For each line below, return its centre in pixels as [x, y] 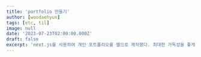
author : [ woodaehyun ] [33, 17]
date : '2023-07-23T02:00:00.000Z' [49, 34]
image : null [21, 28]
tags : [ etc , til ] [28, 23]
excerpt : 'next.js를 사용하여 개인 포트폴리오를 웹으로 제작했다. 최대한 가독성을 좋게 [101, 45]
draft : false [22, 39]
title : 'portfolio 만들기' [38, 12]
